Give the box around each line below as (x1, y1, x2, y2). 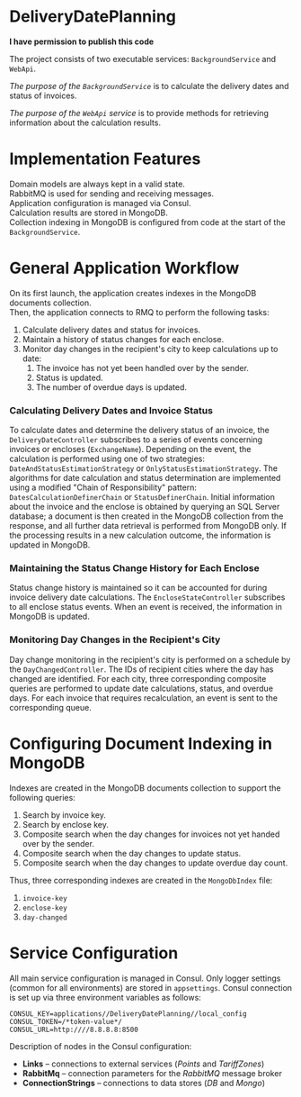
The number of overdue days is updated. (35, 381, 187, 393)
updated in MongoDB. (9, 539, 91, 550)
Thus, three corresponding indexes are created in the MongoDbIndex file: (9, 875, 273, 885)
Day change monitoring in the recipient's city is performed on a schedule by (9, 654, 291, 665)
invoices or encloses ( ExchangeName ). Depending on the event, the (9, 444, 252, 455)
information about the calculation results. (9, 117, 162, 128)
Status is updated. (35, 372, 103, 383)
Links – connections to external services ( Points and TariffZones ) (22, 1058, 265, 1069)
